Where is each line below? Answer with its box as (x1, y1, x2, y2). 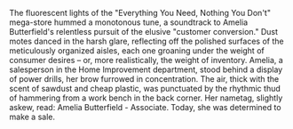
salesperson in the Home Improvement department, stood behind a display (9, 64, 283, 75)
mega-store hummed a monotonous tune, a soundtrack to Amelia (9, 17, 249, 28)
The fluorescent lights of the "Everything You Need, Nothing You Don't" (9, 8, 271, 18)
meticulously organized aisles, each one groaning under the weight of (9, 45, 265, 56)
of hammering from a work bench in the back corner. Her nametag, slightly (9, 93, 283, 103)
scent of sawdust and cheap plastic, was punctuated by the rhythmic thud (9, 84, 281, 93)
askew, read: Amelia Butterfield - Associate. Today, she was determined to (9, 102, 281, 112)
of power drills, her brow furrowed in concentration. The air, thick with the (9, 74, 280, 84)
